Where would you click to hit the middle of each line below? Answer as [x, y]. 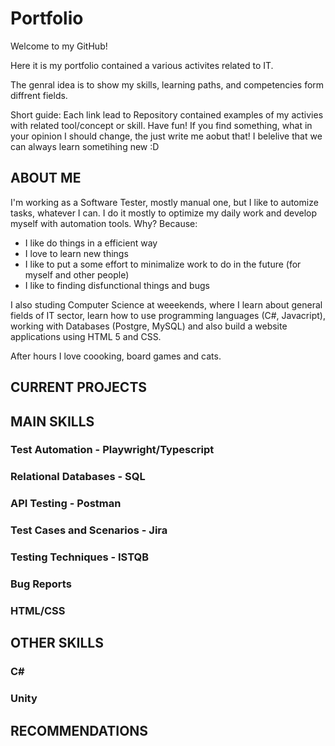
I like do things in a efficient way [91, 243]
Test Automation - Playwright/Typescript [112, 450]
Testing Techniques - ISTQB [80, 557]
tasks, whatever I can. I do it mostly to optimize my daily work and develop [164, 213]
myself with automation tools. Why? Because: [104, 223]
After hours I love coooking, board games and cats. [116, 356]
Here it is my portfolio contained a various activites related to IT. [142, 65]
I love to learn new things [76, 253]
